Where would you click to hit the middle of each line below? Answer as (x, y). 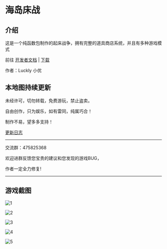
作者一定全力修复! (23, 169)
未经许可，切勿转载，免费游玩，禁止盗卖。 (49, 101)
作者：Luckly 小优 (24, 70)
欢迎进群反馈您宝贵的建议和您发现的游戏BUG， (53, 158)
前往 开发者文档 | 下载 (27, 60)
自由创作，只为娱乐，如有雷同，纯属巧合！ (49, 111)
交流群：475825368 (26, 147)
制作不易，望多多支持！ (29, 122)
